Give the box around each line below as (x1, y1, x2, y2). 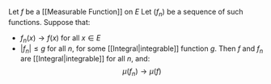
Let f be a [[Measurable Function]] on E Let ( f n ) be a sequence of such (8, 7, 244, 19)
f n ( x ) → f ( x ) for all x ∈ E (19, 32, 101, 44)
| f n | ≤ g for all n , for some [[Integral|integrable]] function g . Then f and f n (19, 44, 264, 55)
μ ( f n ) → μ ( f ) (122, 66, 162, 78)
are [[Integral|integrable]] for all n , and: (19, 54, 150, 64)
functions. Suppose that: (8, 17, 91, 27)
